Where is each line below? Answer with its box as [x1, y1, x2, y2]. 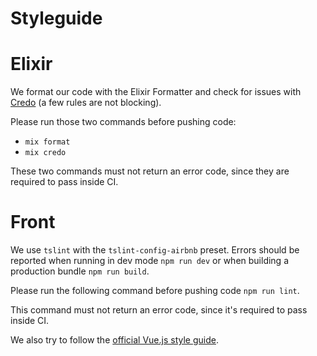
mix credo [24, 148, 67, 158]
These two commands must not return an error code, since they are [10, 165, 290, 177]
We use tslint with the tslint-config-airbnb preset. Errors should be [10, 244, 300, 256]
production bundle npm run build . [10, 265, 150, 277]
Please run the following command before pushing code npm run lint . [10, 285, 300, 297]
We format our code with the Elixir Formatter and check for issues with [10, 86, 302, 98]
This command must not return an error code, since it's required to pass [10, 304, 308, 316]
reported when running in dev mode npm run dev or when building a [10, 255, 290, 267]
